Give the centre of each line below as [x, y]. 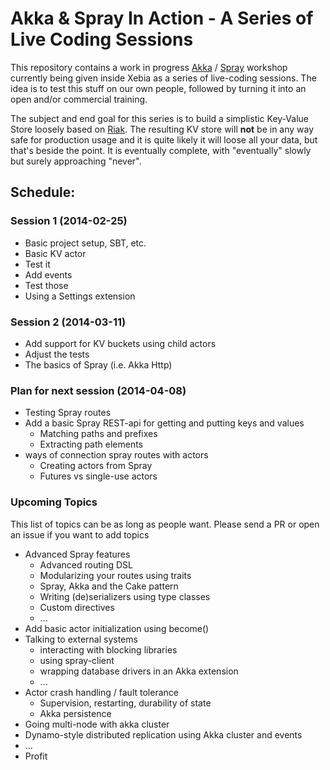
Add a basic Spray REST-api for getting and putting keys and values [164, 423]
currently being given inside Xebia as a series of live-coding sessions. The [163, 78]
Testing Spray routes [68, 413]
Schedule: [43, 192]
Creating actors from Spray [96, 466]
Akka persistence [75, 713]
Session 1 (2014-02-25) [69, 221]
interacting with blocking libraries [108, 649]
